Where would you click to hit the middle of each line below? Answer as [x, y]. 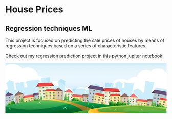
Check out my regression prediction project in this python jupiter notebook [84, 56]
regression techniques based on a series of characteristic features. [76, 46]
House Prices [34, 9]
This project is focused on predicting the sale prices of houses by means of [85, 40]
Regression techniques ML [49, 28]
